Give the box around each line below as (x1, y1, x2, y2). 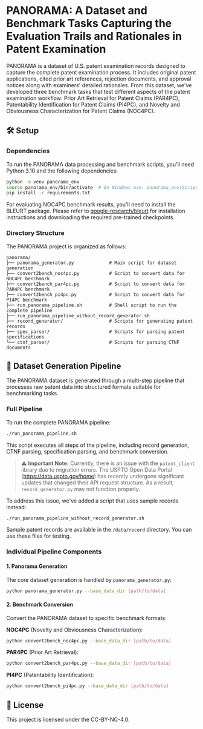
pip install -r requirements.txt (6, 190, 91, 196)
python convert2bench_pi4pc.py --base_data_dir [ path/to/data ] (6, 683, 169, 689)
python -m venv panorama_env (6, 179, 80, 185)
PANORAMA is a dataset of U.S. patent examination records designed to (6, 62, 185, 70)
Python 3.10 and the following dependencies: (6, 167, 118, 174)
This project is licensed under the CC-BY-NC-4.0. (6, 716, 130, 724)
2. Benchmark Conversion (6, 601, 74, 608)
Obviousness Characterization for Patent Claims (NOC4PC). (6, 107, 155, 114)
